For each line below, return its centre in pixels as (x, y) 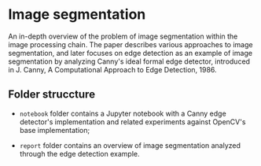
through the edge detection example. (79, 153)
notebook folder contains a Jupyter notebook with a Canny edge (123, 113)
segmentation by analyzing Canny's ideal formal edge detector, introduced (129, 61)
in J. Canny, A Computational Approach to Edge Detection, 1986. (113, 69)
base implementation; (55, 130)
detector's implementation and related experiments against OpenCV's (132, 122)
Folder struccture (52, 95)
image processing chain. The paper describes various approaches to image (130, 44)
